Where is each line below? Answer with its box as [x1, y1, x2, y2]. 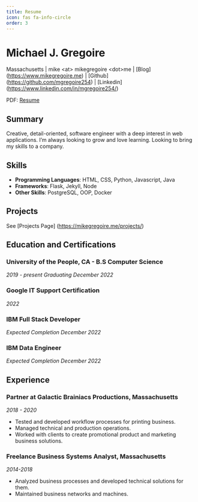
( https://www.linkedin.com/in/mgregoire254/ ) [6, 85, 119, 92]
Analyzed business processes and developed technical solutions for [14, 477, 184, 485]
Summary [6, 114, 44, 124]
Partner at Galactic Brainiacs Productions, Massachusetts [6, 393, 178, 401]
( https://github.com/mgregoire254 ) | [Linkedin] [6, 79, 122, 86]
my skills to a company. [6, 142, 64, 150]
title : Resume [6, 8, 42, 15]
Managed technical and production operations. [14, 424, 131, 432]
